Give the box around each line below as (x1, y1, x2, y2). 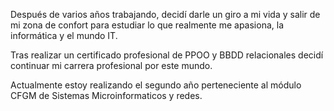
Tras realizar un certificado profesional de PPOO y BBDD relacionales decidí (10, 49, 324, 61)
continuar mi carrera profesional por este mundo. (10, 60, 213, 71)
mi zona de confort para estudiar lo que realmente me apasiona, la (10, 19, 285, 31)
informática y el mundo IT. (10, 30, 118, 41)
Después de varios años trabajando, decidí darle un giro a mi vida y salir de (10, 9, 321, 20)
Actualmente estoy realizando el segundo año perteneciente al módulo (10, 79, 302, 91)
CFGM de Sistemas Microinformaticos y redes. (10, 90, 203, 101)
